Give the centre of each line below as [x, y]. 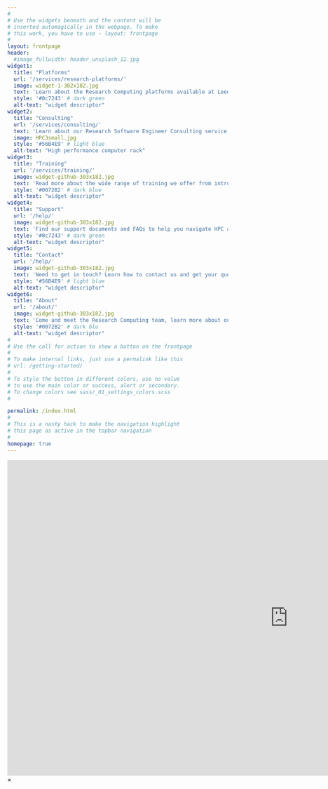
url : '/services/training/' [55, 170]
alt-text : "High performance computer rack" [80, 151]
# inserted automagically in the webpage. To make [83, 27]
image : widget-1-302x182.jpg [56, 86]
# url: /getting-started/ [45, 366]
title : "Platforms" [42, 72]
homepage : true [29, 444]
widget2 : [20, 112]
